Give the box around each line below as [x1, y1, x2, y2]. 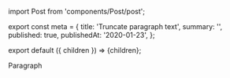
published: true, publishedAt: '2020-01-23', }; [8, 31, 155, 39]
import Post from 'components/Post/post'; [8, 7, 146, 16]
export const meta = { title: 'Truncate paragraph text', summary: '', [8, 22, 223, 31]
